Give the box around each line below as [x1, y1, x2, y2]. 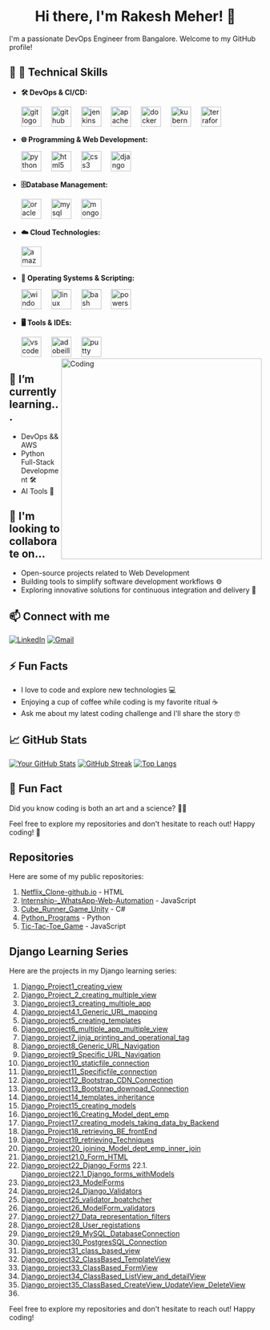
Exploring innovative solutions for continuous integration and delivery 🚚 [20, 585, 257, 595]
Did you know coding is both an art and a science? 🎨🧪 [9, 803, 187, 813]
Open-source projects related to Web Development [20, 568, 190, 578]
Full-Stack [20, 457, 55, 466]
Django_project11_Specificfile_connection [20, 1067, 158, 1076]
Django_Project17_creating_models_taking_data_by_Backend [20, 1118, 220, 1128]
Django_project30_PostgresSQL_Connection [20, 1238, 167, 1247]
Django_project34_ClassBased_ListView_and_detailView [20, 1271, 207, 1281]
